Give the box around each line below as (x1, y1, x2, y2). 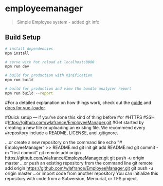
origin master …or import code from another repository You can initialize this (5, 170, 158, 176)
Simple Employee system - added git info (17, 19, 100, 25)
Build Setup (5, 33, 41, 41)
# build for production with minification (5, 73, 92, 78)
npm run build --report (5, 91, 54, 96)
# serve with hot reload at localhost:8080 (5, 60, 95, 64)
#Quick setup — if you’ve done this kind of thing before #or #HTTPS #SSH (5, 114, 155, 120)
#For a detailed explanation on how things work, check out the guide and (5, 100, 152, 105)
